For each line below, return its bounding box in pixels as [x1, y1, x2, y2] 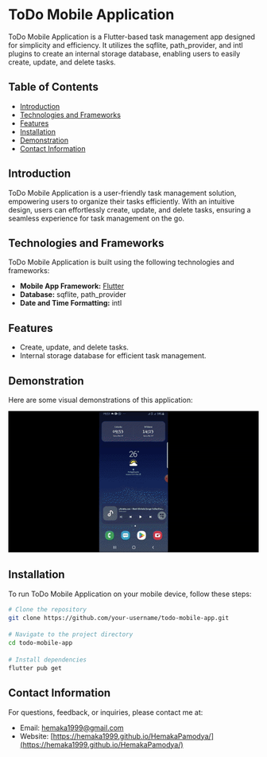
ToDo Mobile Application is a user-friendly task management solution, [8, 188, 237, 197]
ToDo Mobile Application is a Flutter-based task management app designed [8, 32, 256, 41]
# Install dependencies [8, 655, 87, 664]
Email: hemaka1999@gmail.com [19, 723, 125, 732]
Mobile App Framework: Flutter [19, 281, 125, 291]
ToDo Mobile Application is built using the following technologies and [8, 257, 234, 267]
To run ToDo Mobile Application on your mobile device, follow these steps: [8, 589, 252, 599]
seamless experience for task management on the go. [8, 213, 185, 223]
